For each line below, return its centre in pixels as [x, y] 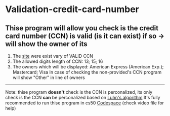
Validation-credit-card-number [72, 9]
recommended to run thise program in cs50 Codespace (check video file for [85, 103]
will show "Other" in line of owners [49, 78]
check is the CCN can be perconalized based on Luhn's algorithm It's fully [83, 98]
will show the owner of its [46, 44]
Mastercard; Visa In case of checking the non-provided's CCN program [87, 72]
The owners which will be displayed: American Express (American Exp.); [88, 67]
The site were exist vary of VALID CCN [53, 56]
